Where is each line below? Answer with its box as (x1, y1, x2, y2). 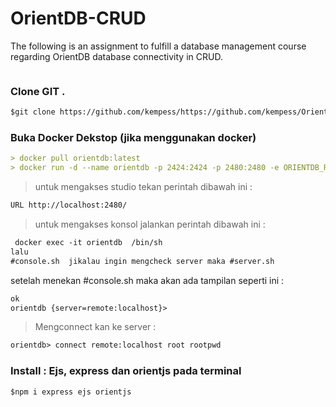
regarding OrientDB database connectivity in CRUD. (10, 50, 223, 62)
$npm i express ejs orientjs (10, 387, 132, 397)
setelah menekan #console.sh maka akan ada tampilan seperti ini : (10, 274, 285, 286)
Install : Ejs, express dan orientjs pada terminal (10, 364, 242, 378)
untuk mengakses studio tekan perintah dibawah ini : (34, 181, 253, 193)
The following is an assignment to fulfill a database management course (10, 40, 307, 52)
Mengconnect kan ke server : (34, 321, 157, 333)
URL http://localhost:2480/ (10, 200, 128, 211)
